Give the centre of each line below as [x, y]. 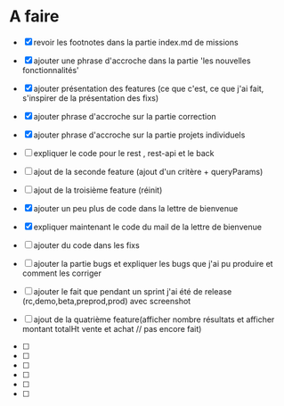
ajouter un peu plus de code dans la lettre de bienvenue [136, 208]
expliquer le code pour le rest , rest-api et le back [124, 153]
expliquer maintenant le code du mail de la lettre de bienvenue [148, 227]
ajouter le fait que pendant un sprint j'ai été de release [133, 291]
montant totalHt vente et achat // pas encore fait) [112, 328]
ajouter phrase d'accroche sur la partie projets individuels [139, 135]
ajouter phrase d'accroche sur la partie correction [125, 116]
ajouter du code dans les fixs [86, 245]
